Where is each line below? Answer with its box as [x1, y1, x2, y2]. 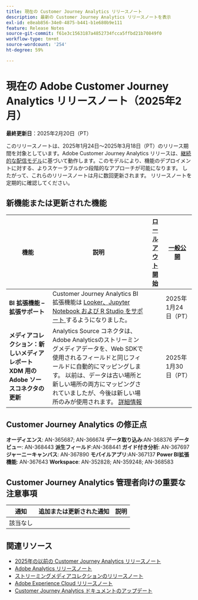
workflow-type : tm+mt [6, 36, 60, 42]
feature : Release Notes [6, 25, 65, 31]
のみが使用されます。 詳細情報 [58, 397, 143, 406]
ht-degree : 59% [6, 47, 44, 53]
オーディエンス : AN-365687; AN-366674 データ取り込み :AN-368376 [6, 436, 173, 444]
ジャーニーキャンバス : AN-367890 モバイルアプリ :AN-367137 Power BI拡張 [6, 451, 190, 458]
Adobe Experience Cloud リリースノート [14, 579, 113, 586]
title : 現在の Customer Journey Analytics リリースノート [6, 8, 143, 15]
